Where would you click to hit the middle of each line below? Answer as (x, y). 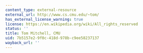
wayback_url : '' (22, 43)
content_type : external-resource (41, 10)
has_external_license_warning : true (44, 19)
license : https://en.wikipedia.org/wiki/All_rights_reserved (72, 24)
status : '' (17, 29)
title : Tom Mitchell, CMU (33, 33)
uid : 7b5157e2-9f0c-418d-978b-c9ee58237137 (52, 38)
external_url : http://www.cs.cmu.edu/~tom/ (52, 15)
